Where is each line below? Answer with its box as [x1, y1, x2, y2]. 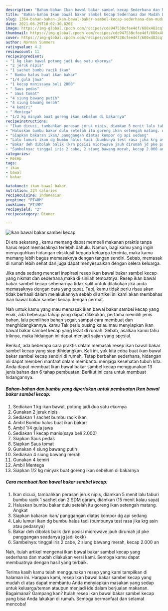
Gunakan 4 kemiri [12, 457, 49, 463]
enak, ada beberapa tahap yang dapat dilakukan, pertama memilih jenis [5, 312, 153, 318]
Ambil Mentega [12, 462, 44, 468]
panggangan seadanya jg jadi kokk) [12, 534, 86, 540]
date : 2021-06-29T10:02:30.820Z [5, 21, 73, 26]
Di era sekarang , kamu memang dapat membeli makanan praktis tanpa [5, 239, 152, 245]
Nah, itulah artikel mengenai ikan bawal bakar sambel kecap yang [5, 549, 141, 555]
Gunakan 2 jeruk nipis [12, 409, 58, 415]
